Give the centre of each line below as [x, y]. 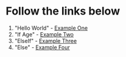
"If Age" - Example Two [44, 34]
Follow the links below [63, 11]
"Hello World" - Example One [51, 28]
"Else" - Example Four [42, 47]
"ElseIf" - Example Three [46, 41]
